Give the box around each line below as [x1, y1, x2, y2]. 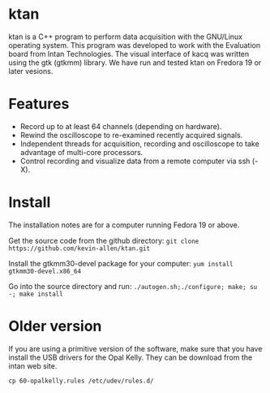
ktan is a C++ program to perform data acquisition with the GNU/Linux [8, 32, 243, 41]
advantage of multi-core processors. [19, 147, 144, 157]
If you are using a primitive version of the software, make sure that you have [8, 343, 263, 353]
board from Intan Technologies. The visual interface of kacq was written [8, 49, 250, 58]
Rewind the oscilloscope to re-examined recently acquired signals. [19, 130, 243, 140]
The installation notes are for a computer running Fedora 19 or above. [8, 220, 240, 230]
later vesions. [8, 66, 54, 76]
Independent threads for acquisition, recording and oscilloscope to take [19, 139, 259, 149]
